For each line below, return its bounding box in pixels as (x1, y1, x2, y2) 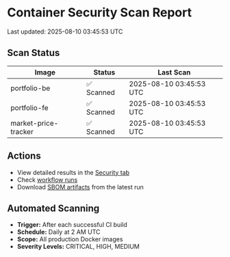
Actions (7, 150, 41, 162)
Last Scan (157, 67, 191, 77)
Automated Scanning (7, 202, 100, 214)
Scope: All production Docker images (16, 235, 123, 243)
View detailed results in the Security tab (16, 168, 130, 176)
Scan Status (7, 47, 60, 59)
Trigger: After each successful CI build (16, 221, 128, 229)
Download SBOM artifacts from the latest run (16, 182, 144, 191)
